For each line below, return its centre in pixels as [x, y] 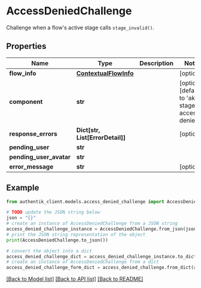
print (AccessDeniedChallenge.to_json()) [57, 240]
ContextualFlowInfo [105, 73]
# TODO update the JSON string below [53, 212]
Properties [26, 46]
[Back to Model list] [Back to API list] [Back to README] [75, 279]
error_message [31, 167]
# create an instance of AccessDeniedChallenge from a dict [83, 262]
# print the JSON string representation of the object [76, 234]
